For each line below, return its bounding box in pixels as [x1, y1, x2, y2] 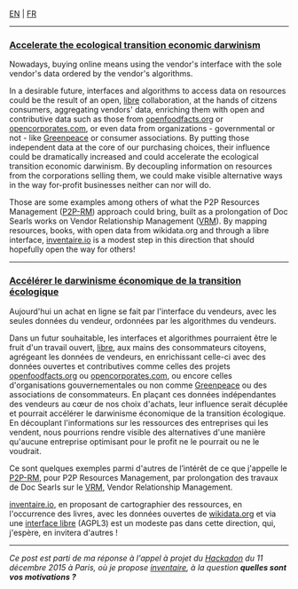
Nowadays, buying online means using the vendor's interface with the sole [9, 59, 282, 70]
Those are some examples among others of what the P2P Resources [9, 197, 260, 208]
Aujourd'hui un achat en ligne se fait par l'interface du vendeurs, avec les [9, 306, 277, 317]
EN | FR [9, 9, 37, 19]
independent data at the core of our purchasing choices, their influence [9, 142, 271, 153]
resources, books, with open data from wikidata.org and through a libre [9, 225, 270, 236]
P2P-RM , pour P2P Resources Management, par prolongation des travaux [9, 472, 278, 483]
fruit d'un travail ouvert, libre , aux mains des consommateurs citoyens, [9, 342, 267, 352]
